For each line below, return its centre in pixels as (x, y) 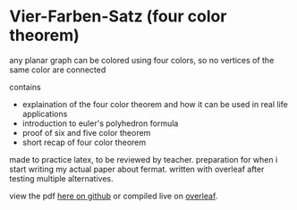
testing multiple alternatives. (61, 178)
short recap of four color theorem (84, 142)
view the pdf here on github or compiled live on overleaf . (114, 196)
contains (25, 87)
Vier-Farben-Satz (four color (118, 17)
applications (45, 113)
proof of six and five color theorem (86, 132)
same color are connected (58, 70)
